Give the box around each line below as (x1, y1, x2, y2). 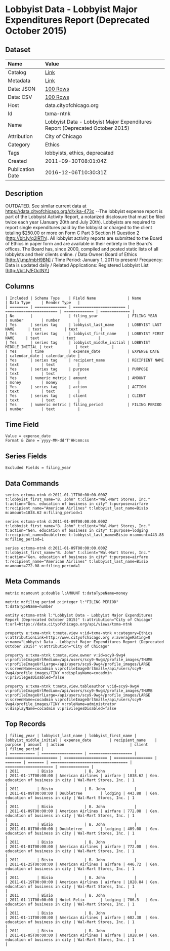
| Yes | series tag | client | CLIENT (5, 393, 146, 398)
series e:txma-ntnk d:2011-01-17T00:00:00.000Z (5, 493, 108, 498)
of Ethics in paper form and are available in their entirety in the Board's (5, 240, 153, 246)
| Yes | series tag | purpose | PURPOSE (5, 367, 148, 372)
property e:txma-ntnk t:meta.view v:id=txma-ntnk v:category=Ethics (5, 630, 153, 636)
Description (5, 189, 43, 198)
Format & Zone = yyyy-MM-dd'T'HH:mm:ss (5, 438, 90, 443)
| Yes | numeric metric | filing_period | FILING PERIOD (5, 402, 162, 407)
